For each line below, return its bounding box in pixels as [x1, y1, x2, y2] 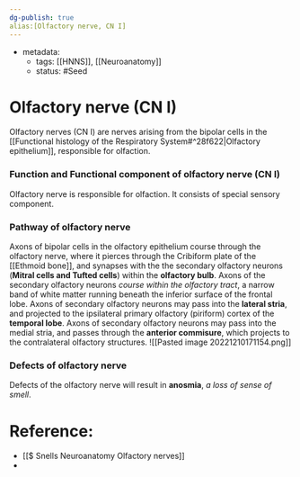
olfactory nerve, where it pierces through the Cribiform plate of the [9, 251, 257, 262]
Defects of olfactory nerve [9, 359, 128, 372]
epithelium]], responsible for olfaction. [9, 146, 151, 157]
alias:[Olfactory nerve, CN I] [9, 22, 127, 31]
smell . [9, 389, 31, 400]
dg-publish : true [9, 13, 75, 22]
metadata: [22, 46, 60, 57]
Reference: [9, 420, 94, 441]
